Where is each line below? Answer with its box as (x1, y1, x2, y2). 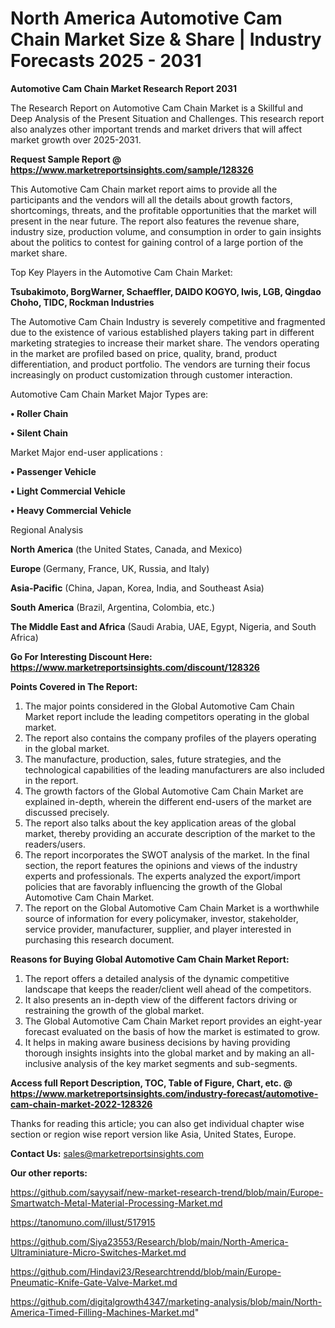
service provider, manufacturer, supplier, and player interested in (24, 923, 292, 935)
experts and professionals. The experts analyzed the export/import (24, 870, 301, 882)
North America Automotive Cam (10, 7, 283, 30)
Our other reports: (10, 1167, 88, 1179)
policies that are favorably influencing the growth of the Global (24, 880, 283, 892)
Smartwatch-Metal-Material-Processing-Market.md (10, 1197, 223, 1209)
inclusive (24, 1057, 62, 1069)
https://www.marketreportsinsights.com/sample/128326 (10, 163, 254, 176)
